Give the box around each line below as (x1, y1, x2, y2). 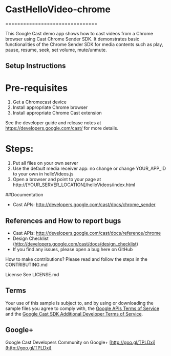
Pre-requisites (5, 82, 68, 94)
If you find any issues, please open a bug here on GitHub (12, 247, 133, 253)
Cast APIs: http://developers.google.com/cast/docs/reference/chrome (12, 230, 161, 236)
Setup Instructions (5, 61, 66, 70)
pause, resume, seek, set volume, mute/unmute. (5, 47, 108, 53)
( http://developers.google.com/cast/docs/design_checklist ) (12, 241, 138, 247)
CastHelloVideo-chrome (5, 4, 111, 15)
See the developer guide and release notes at (5, 120, 101, 126)
